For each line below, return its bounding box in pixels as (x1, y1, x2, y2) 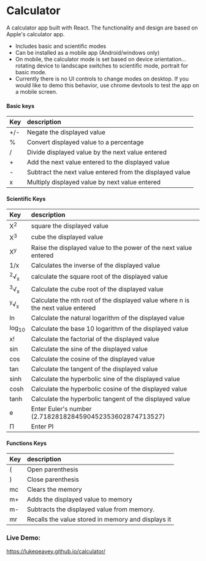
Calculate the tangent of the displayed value (31, 365, 158, 373)
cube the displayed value (31, 233, 104, 241)
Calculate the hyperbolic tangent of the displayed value (31, 395, 191, 403)
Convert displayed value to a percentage (26, 138, 144, 147)
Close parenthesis (26, 475, 80, 484)
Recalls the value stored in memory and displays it (26, 515, 172, 524)
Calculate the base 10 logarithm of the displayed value (31, 324, 189, 333)
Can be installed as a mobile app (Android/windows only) (15, 48, 160, 56)
